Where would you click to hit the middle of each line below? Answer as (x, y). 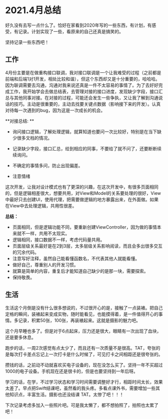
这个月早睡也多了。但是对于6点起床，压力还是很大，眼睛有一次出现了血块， (83, 331)
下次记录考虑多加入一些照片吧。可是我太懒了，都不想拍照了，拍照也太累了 (82, 405)
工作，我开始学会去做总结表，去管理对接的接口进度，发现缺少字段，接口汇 (86, 91)
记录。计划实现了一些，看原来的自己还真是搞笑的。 (71, 31)
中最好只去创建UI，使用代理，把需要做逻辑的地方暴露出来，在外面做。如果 (82, 199)
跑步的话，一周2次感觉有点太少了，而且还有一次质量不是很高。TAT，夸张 (80, 348)
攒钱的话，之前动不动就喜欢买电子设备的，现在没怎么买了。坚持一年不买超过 (84, 365)
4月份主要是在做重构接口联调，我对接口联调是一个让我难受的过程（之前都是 (83, 72)
